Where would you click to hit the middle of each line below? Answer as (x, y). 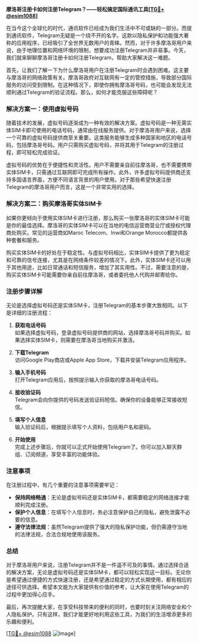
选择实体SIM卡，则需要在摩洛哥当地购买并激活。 (79, 340)
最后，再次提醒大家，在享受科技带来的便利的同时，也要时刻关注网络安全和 (96, 607)
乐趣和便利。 (22, 622)
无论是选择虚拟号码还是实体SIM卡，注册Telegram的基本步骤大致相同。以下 (97, 305)
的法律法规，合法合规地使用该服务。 (59, 534)
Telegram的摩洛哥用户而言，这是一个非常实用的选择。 (72, 187)
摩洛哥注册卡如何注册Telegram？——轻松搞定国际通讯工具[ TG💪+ (85, 9)
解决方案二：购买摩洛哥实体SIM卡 (54, 204)
